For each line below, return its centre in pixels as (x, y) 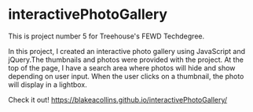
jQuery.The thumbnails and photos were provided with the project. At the (126, 60)
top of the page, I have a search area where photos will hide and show (122, 67)
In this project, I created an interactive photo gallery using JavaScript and (127, 51)
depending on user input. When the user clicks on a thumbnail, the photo (126, 76)
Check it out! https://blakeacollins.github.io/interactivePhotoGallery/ (118, 99)
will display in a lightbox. (48, 85)
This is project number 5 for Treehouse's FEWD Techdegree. (106, 36)
